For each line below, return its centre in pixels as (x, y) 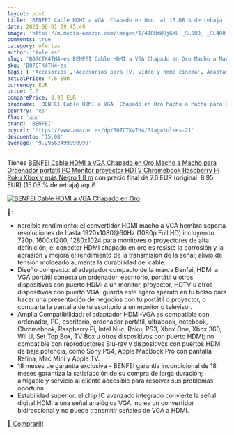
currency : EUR (28, 85)
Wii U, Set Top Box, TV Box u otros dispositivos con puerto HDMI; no (116, 337)
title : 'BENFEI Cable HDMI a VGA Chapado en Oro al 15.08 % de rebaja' (117, 20)
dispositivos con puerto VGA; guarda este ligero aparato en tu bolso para (122, 292)
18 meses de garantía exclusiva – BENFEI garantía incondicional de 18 (117, 366)
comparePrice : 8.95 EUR (42, 98)
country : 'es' (28, 111)
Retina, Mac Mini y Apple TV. (58, 358)
